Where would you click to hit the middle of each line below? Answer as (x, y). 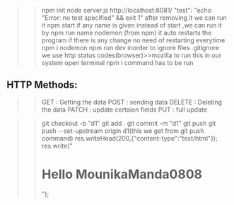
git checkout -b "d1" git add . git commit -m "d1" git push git (129, 123)
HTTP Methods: (42, 85)
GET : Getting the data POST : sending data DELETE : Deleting (132, 102)
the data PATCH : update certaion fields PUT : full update (124, 110)
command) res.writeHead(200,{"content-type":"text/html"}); (129, 138)
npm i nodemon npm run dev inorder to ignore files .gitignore (130, 48)
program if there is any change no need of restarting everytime (133, 40)
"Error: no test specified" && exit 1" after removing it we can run (134, 18)
